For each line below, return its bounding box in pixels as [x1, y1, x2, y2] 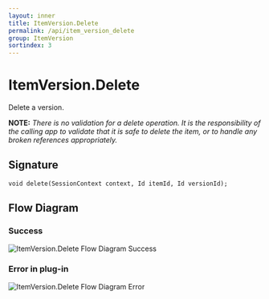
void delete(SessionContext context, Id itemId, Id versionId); [8, 180, 228, 188]
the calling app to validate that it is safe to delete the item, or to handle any [8, 127, 258, 136]
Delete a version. [8, 103, 64, 112]
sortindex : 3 [8, 42, 52, 50]
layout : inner [8, 11, 56, 20]
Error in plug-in [8, 264, 69, 275]
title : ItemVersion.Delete [8, 19, 99, 27]
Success [8, 225, 43, 236]
